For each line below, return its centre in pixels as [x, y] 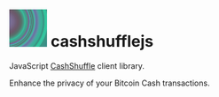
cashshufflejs [102, 42]
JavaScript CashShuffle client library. [77, 65]
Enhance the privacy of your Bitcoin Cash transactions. [109, 83]
